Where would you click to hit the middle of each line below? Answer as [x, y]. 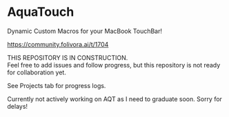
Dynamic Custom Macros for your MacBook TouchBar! [85, 31]
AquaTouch [41, 12]
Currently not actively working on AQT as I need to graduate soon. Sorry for [115, 99]
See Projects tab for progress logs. [57, 85]
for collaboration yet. [37, 72]
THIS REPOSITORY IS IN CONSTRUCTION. [68, 57]
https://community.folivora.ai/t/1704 [58, 44]
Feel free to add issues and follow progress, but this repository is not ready [114, 65]
